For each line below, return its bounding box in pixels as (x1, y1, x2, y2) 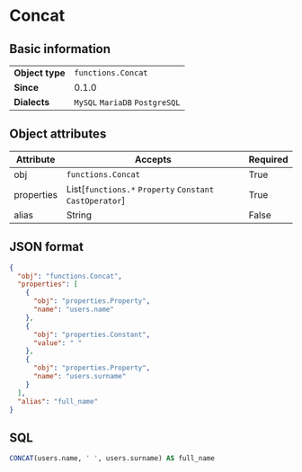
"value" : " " (32, 338, 83, 347)
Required (248, 153, 289, 165)
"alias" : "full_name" (17, 396, 99, 405)
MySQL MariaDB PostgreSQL (74, 98, 181, 108)
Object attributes (9, 127, 107, 142)
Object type (13, 67, 66, 79)
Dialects (13, 96, 50, 108)
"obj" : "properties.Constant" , (32, 330, 151, 339)
